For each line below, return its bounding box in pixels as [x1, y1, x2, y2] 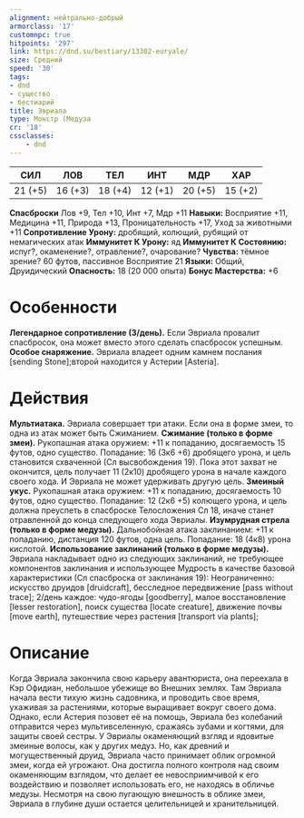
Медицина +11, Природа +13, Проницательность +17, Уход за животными [9, 217, 292, 228]
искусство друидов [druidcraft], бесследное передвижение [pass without [9, 582, 293, 593]
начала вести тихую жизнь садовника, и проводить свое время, [9, 692, 260, 703]
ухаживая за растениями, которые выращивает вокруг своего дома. [9, 701, 277, 713]
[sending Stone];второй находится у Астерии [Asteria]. [9, 356, 220, 367]
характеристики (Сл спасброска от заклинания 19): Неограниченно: [9, 572, 275, 583]
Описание [9, 642, 90, 663]
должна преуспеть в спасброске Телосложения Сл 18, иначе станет [9, 505, 275, 516]
